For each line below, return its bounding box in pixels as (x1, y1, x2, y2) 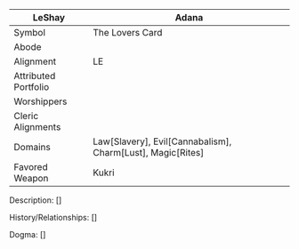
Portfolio (13, 81, 50, 92)
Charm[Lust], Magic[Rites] (93, 147, 205, 158)
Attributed (13, 70, 56, 82)
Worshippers (13, 95, 68, 108)
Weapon (13, 173, 49, 184)
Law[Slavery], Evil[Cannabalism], (93, 135, 232, 148)
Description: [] (9, 195, 62, 205)
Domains (13, 141, 51, 153)
